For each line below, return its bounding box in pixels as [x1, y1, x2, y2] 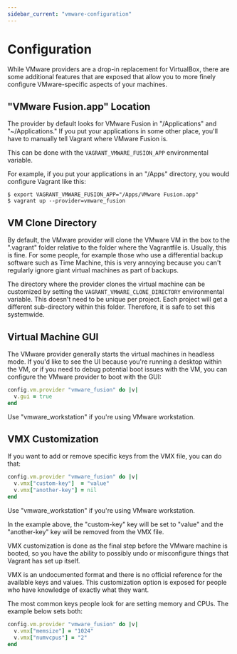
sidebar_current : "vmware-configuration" [7, 10, 132, 18]
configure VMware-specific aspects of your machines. [7, 80, 167, 88]
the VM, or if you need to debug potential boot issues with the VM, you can [7, 365, 228, 373]
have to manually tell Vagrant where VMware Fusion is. [7, 135, 169, 143]
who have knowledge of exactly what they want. [7, 586, 149, 594]
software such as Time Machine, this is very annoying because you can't [7, 258, 221, 267]
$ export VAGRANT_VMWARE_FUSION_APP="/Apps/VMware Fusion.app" [7, 191, 199, 198]
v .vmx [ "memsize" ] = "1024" [14, 627, 94, 635]
